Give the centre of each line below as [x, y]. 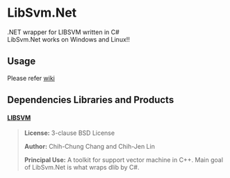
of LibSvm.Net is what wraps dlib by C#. [82, 168]
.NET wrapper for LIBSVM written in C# [63, 32]
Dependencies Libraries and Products [91, 100]
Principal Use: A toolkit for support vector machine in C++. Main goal [124, 160]
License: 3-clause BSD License [69, 133]
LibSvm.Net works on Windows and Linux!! [69, 39]
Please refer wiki [31, 78]
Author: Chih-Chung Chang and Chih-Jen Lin [89, 147]
